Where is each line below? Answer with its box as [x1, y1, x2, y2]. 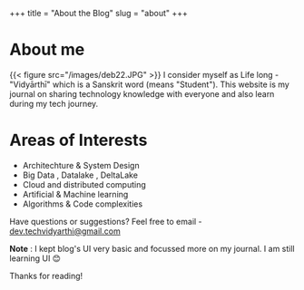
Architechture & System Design [22, 159, 140, 170]
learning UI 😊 [9, 253, 62, 264]
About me [9, 40, 85, 60]
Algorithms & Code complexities [22, 198, 143, 209]
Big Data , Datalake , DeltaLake [22, 169, 139, 180]
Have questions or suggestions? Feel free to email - [9, 216, 202, 227]
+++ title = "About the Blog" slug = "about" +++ [9, 8, 188, 18]
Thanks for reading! [9, 270, 83, 281]
